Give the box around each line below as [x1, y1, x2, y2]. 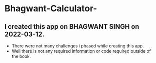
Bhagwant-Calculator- [4, 3, 97, 14]
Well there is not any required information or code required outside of [11, 48, 151, 54]
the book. [11, 53, 31, 59]
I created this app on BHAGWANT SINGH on [4, 22, 139, 31]
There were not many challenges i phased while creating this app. [11, 43, 144, 49]
